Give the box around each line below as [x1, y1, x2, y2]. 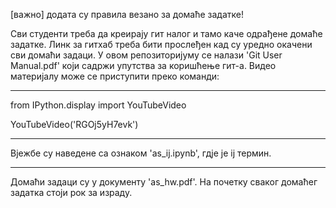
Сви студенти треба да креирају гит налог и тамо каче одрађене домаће [10, 28, 323, 39]
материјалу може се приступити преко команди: [10, 70, 220, 82]
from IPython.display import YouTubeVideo [10, 99, 187, 111]
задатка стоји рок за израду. [10, 187, 133, 198]
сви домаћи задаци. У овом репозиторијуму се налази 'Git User [10, 49, 283, 61]
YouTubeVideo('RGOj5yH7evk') [10, 119, 139, 130]
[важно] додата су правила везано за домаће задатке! [10, 9, 245, 20]
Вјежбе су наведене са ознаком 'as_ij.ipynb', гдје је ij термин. [10, 147, 272, 159]
